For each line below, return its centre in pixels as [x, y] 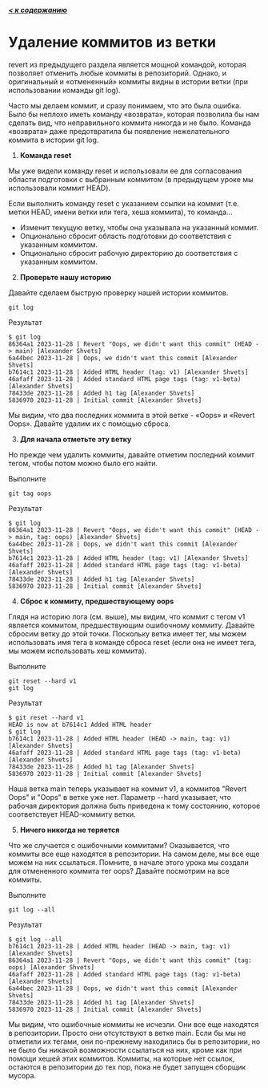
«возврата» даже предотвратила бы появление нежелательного [119, 131]
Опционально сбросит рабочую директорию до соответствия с [129, 253]
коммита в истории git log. [54, 140]
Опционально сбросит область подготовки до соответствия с [126, 236]
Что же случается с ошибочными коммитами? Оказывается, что [119, 845]
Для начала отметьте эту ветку [76, 439]
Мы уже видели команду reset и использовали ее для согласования [125, 171]
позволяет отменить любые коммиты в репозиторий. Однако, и [117, 73]
